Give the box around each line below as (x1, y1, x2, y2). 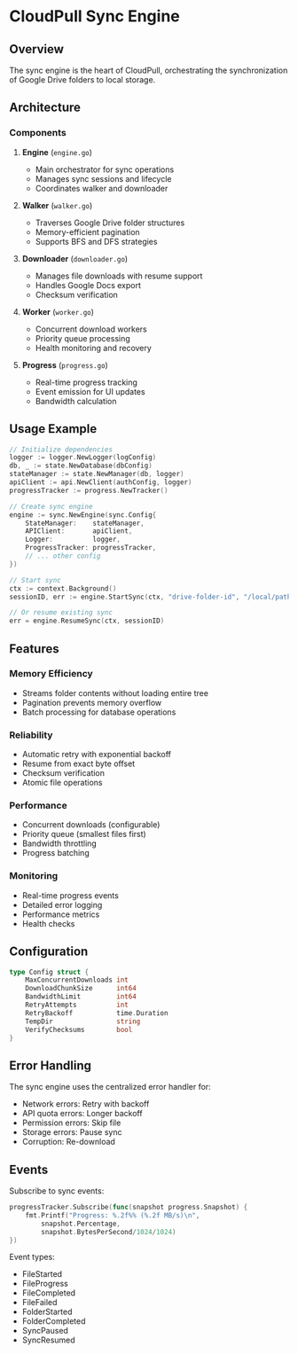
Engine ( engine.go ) (21, 146, 93, 157)
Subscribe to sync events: (9, 1186, 105, 1196)
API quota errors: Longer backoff (21, 1108, 144, 1119)
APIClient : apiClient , (25, 527, 133, 536)
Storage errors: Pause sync (21, 1127, 122, 1138)
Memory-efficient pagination (35, 226, 140, 237)
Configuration (9, 944, 89, 959)
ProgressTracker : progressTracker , (25, 544, 157, 552)
